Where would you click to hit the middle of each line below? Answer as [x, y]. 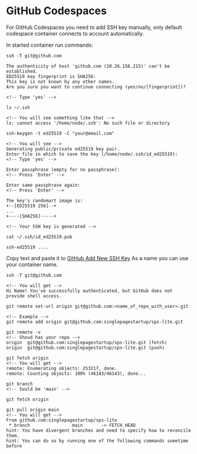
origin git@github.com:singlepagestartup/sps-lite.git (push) [86, 348]
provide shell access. [34, 296]
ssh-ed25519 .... [27, 247]
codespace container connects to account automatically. [75, 33]
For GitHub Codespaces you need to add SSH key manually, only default [94, 27]
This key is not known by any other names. [60, 82]
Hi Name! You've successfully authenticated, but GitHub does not [89, 291]
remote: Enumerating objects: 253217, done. [62, 368]
